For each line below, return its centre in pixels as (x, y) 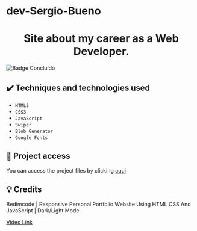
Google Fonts (31, 137)
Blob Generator (34, 131)
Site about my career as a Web (101, 39)
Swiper (23, 125)
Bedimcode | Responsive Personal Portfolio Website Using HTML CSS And (98, 204)
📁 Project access (38, 156)
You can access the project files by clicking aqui (66, 170)
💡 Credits (24, 190)
